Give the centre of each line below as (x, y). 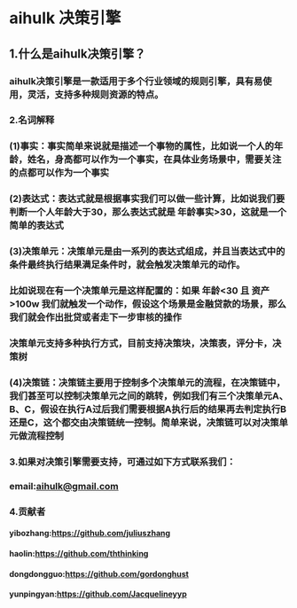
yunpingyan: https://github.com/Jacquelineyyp (98, 594)
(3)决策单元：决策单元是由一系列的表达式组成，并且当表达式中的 (147, 252)
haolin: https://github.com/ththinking (79, 553)
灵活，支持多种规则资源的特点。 (95, 94)
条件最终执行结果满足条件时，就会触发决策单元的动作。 (127, 265)
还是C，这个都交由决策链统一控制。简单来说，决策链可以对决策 (144, 422)
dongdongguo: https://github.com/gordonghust (99, 573)
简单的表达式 (37, 225)
